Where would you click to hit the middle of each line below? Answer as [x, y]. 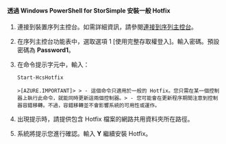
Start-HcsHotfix [40, 78]
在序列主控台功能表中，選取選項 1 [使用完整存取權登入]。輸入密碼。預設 [118, 42]
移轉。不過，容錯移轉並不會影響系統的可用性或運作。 [96, 106]
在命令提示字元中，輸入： [53, 64]
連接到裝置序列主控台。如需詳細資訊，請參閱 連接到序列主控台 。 [107, 27]
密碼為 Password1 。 [46, 50]
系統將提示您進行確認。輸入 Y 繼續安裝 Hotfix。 [84, 134]
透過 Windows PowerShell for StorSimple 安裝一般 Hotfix [89, 10]
